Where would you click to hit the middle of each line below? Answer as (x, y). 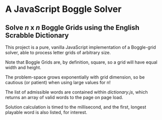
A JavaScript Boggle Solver (63, 9)
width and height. (23, 67)
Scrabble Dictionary (37, 35)
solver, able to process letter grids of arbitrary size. (58, 53)
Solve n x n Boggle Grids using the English (72, 28)
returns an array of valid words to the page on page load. (64, 97)
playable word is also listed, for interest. (46, 112)
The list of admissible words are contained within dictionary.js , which (76, 92)
